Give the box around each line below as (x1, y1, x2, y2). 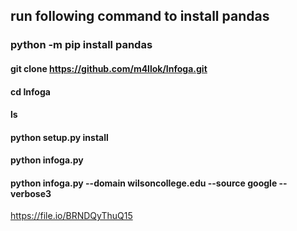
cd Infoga (10, 85, 51, 98)
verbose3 (10, 187, 52, 199)
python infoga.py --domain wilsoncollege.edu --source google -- (10, 177, 288, 189)
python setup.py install (10, 131, 109, 143)
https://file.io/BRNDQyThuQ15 (10, 210, 133, 222)
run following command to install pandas (10, 8, 270, 25)
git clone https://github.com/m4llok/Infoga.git (10, 62, 208, 74)
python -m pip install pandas (10, 38, 153, 52)
